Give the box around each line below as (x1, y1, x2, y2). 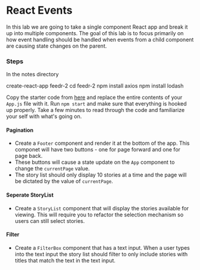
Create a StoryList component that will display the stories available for (14, 204, 189, 212)
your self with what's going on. (6, 113, 82, 120)
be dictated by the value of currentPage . (14, 178, 113, 185)
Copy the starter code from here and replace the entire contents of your (6, 94, 183, 101)
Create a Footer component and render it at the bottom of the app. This (14, 139, 190, 147)
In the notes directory (6, 71, 59, 78)
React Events (6, 4, 73, 17)
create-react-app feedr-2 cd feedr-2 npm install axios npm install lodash (6, 82, 184, 89)
